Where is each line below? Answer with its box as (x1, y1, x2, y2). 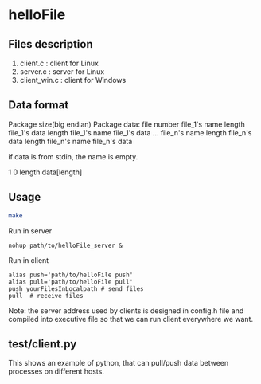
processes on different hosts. (8, 366, 105, 376)
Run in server (8, 225, 53, 236)
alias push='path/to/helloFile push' (8, 271, 134, 279)
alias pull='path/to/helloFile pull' (8, 277, 134, 286)
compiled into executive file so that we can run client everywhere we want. (8, 314, 253, 323)
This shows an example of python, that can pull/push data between (8, 359, 229, 368)
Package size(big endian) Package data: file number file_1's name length (8, 120, 245, 129)
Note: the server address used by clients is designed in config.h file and (8, 305, 244, 315)
